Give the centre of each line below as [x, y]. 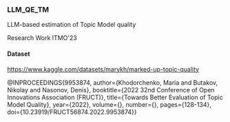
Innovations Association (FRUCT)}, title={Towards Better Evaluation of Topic [115, 97]
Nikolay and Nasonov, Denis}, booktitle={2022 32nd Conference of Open [111, 90]
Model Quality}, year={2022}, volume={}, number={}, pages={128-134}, [109, 104]
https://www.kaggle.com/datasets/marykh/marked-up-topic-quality [103, 69]
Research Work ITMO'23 [42, 38]
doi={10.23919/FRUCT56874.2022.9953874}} [72, 112]
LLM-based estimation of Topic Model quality [72, 25]
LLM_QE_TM [28, 10]
